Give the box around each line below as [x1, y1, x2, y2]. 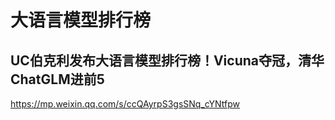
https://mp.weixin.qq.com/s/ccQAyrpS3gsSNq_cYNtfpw [10, 98, 241, 110]
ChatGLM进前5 [10, 71, 105, 88]
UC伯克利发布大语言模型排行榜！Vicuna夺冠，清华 [10, 52, 325, 69]
